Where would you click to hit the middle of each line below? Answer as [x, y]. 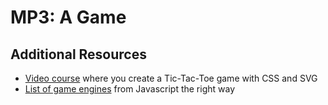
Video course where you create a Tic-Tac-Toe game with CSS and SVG [171, 78]
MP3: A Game [68, 17]
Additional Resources [78, 54]
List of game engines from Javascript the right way [130, 89]
